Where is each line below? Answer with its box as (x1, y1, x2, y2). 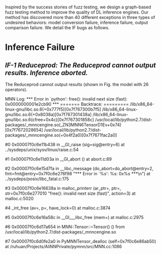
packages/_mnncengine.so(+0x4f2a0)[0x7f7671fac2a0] (5, 132, 117, 138)
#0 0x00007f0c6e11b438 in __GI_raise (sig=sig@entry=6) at (5, 142, 125, 147)
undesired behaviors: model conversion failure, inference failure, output (5, 19, 148, 25)
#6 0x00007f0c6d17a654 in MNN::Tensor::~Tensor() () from (5, 224, 125, 230)
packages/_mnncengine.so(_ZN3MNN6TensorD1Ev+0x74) (5, 122, 122, 128)
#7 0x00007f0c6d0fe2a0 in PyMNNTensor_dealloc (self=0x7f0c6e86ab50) (5, 238, 157, 244)
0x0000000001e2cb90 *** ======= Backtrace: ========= (5, 102, 129, 107)
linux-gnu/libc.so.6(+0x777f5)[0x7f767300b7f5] (5, 106, 101, 112)
